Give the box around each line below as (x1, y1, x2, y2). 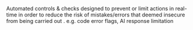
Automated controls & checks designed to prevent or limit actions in (6, 5, 174, 12)
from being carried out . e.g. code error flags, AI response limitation (6, 18, 174, 24)
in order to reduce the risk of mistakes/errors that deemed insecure (18, 11, 185, 18)
